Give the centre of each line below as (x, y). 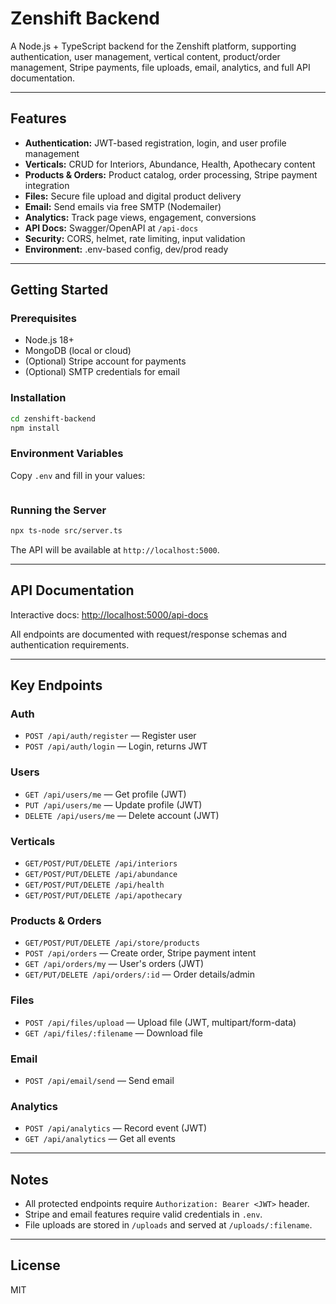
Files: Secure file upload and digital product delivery (133, 196)
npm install (35, 428)
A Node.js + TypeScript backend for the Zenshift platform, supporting (153, 46)
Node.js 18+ (49, 340)
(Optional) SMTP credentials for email (102, 372)
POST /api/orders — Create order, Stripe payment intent (140, 953)
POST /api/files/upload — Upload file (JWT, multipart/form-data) (160, 1022)
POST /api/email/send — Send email (99, 1080)
